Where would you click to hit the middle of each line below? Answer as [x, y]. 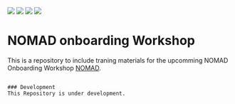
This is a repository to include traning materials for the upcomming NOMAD [118, 60]
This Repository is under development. [67, 93]
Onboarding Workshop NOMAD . [54, 68]
